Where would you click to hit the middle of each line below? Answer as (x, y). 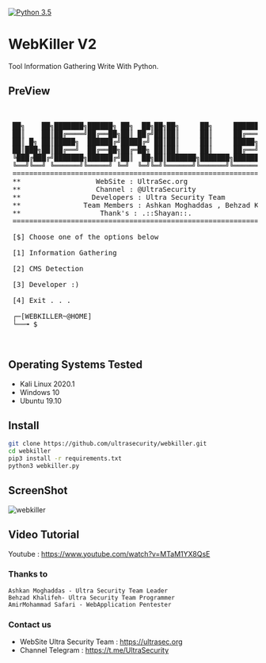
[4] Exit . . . (42, 300)
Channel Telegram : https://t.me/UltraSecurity (94, 650)
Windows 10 (40, 392)
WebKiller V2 (53, 44)
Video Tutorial (44, 535)
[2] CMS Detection (48, 268)
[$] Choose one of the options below (85, 237)
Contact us (30, 624)
